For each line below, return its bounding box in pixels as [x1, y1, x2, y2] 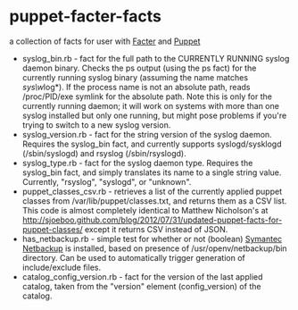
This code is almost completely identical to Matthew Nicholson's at [21, 205, 269, 215]
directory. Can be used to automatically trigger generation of [21, 252, 245, 263]
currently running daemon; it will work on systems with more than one [21, 100, 279, 111]
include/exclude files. [21, 262, 101, 272]
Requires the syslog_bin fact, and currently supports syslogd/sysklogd [21, 138, 283, 149]
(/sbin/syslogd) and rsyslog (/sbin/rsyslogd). [21, 147, 186, 158]
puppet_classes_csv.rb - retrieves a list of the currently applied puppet [21, 186, 283, 197]
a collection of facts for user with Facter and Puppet [9, 36, 201, 46]
